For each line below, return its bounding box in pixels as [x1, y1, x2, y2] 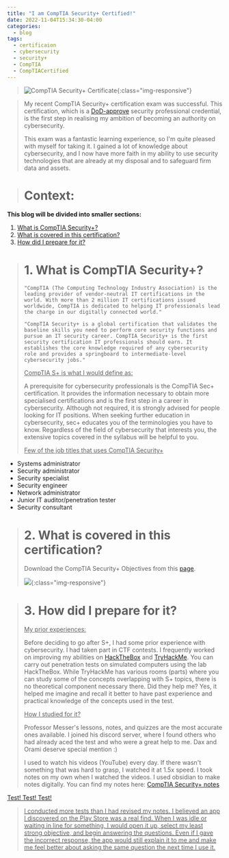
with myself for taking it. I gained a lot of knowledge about [23, 142, 188, 150]
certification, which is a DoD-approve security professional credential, [23, 107, 222, 115]
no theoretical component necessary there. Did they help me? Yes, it [23, 683, 217, 691]
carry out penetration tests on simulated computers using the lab [23, 661, 207, 669]
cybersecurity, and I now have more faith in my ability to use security [23, 149, 219, 158]
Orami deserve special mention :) [23, 745, 118, 754]
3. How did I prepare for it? [23, 602, 178, 618]
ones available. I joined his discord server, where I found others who [23, 731, 217, 739]
